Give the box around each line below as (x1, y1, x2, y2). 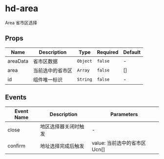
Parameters (110, 111, 138, 117)
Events (5, 93, 27, 102)
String (77, 76, 93, 82)
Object (77, 58, 93, 64)
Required (97, 48, 119, 55)
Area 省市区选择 (5, 20, 38, 25)
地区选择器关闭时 (40, 123, 80, 130)
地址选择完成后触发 (40, 142, 84, 149)
